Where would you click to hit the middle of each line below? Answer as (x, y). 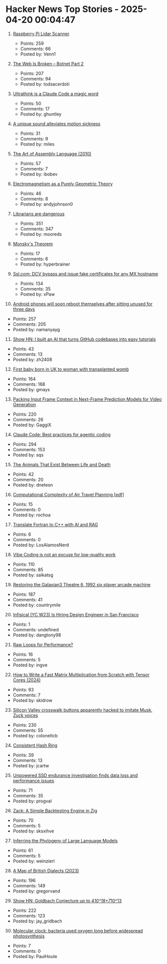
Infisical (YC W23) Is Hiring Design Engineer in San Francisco (76, 614)
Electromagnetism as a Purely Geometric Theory (63, 184)
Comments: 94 (36, 79)
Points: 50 (31, 103)
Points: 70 (23, 820)
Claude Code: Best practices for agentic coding (62, 434)
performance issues (33, 780)
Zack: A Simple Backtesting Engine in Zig (55, 810)
